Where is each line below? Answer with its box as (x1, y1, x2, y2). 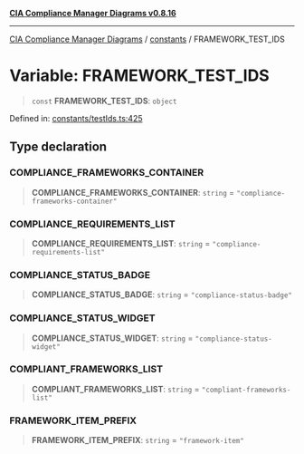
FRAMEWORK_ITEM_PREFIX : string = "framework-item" (31, 435, 244, 446)
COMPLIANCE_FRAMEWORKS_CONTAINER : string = (31, 187, 235, 198)
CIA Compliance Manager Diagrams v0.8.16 (9, 8, 176, 18)
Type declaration (9, 140, 107, 155)
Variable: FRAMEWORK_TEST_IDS (9, 65, 270, 86)
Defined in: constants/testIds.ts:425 (9, 112, 143, 123)
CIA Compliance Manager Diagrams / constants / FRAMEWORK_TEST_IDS (9, 34, 285, 44)
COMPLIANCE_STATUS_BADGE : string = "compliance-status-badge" (31, 289, 292, 300)
